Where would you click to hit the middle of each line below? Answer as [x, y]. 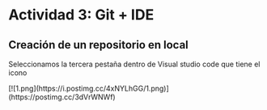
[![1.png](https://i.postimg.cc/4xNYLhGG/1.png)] [89, 88]
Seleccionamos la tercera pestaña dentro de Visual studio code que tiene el [134, 64]
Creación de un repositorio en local [98, 45]
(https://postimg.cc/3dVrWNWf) [62, 97]
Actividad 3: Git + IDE [81, 15]
